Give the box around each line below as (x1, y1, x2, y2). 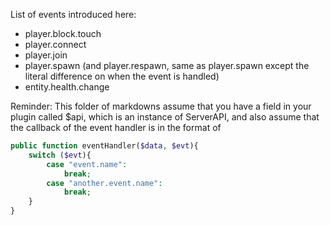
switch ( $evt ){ (28, 150, 92, 160)
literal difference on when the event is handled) (24, 70, 220, 82)
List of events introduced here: (10, 9, 137, 20)
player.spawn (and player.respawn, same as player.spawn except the (24, 60, 310, 71)
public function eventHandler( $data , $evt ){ (10, 141, 199, 151)
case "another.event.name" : (46, 178, 163, 188)
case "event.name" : (46, 159, 128, 169)
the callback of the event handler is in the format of (10, 122, 222, 133)
